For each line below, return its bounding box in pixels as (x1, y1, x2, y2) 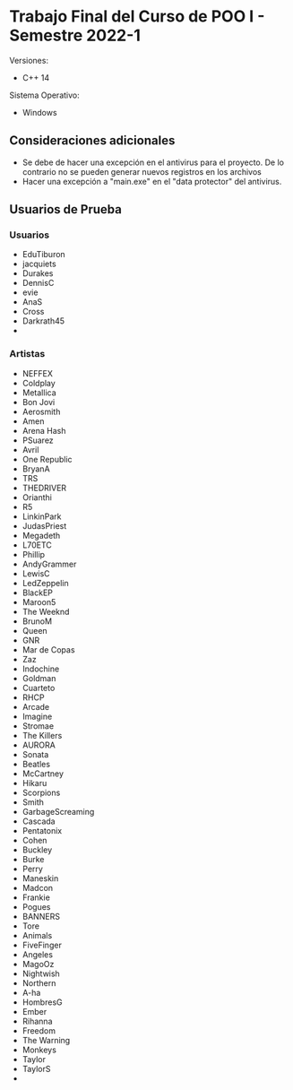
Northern (22, 977, 56, 988)
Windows (22, 107, 57, 117)
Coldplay (22, 377, 56, 388)
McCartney (22, 768, 65, 779)
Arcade (22, 701, 50, 712)
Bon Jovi (22, 396, 56, 407)
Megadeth (22, 530, 61, 541)
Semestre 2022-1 (9, 25, 142, 46)
